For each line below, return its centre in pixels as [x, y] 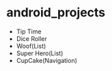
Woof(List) [31, 46]
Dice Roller [31, 38]
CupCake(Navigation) [47, 60]
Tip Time [29, 31]
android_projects [56, 13]
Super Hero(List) [40, 53]
